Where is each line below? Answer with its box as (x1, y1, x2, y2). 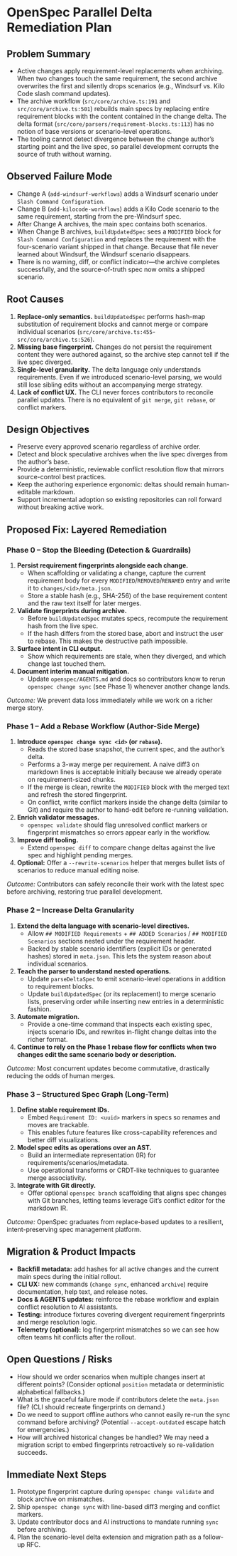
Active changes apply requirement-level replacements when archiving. (16, 67, 224, 75)
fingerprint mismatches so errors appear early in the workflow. (27, 828, 211, 837)
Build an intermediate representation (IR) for (27, 1151, 157, 1159)
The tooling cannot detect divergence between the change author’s (16, 135, 214, 143)
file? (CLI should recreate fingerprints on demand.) (16, 1402, 166, 1411)
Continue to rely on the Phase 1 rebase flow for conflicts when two (16, 1043, 217, 1051)
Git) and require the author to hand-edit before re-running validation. (27, 805, 228, 814)
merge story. (6, 704, 44, 712)
